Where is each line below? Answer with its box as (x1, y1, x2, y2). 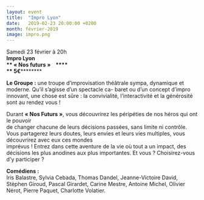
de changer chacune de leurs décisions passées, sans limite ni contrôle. (6, 123, 188, 131)
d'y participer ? (6, 156, 44, 163)
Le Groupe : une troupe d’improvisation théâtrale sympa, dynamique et (6, 80, 185, 87)
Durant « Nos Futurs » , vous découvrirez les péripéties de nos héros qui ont (6, 111, 198, 118)
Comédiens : (6, 168, 40, 175)
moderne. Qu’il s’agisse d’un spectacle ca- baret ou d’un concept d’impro (6, 86, 191, 93)
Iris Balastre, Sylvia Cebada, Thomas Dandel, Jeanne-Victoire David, (6, 174, 178, 181)
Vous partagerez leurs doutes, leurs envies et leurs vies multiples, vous (6, 130, 186, 137)
